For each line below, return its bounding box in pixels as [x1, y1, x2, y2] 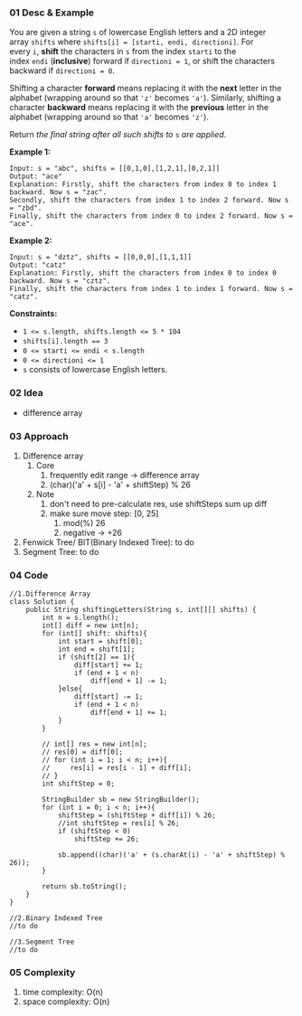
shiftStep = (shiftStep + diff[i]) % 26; [57, 811, 217, 820]
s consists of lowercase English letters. [22, 364, 168, 375]
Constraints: [9, 308, 58, 319]
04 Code [9, 569, 49, 581]
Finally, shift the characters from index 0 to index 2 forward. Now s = [9, 212, 294, 221]
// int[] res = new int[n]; [42, 739, 147, 749]
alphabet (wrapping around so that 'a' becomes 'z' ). [9, 111, 210, 123]
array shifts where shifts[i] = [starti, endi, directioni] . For [9, 36, 254, 47]
